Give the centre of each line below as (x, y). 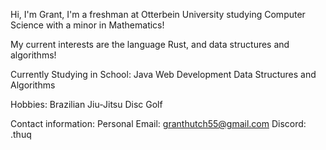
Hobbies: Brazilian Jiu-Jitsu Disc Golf (86, 104)
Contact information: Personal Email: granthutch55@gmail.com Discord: (158, 123)
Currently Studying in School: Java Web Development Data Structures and (163, 74)
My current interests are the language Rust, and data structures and (150, 44)
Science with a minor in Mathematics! (87, 25)
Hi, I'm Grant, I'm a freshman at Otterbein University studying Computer (158, 14)
